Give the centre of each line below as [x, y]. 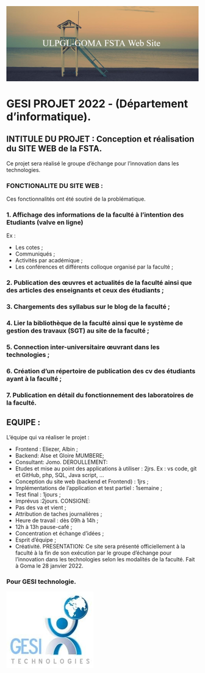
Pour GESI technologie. [41, 581]
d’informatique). [49, 117]
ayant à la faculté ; [34, 379]
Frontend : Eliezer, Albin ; [46, 449]
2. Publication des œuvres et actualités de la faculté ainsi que [99, 283]
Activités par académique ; [49, 261]
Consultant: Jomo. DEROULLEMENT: [61, 462]
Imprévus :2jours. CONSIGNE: [52, 501]
